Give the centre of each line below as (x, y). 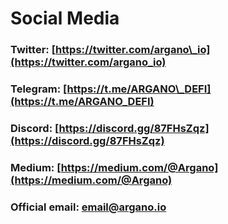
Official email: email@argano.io (88, 207)
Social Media (65, 18)
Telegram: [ (39, 89)
